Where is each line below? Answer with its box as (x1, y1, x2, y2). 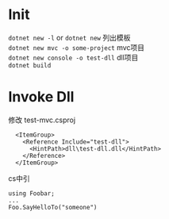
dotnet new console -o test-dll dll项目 (8, 52, 139, 62)
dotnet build (8, 61, 52, 69)
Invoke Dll (8, 88, 75, 106)
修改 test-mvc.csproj (8, 115, 76, 125)
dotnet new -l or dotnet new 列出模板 (8, 33, 131, 42)
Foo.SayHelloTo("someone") (8, 203, 98, 211)
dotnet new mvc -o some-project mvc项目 (8, 42, 145, 52)
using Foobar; (8, 189, 56, 198)
